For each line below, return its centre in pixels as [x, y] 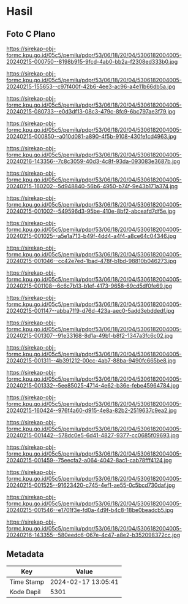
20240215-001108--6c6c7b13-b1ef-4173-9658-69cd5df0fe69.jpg [89, 286]
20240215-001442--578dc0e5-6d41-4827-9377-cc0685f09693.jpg [93, 435]
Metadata [25, 554]
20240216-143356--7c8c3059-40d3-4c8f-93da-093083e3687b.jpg [93, 161]
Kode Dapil [25, 592]
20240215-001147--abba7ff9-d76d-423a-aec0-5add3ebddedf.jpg [90, 311]
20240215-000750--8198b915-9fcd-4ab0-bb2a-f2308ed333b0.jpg [92, 62]
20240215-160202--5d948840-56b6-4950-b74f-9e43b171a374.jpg [92, 186]
